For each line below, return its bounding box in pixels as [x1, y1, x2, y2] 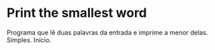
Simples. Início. [6, 35, 51, 44]
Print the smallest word [6, 5, 147, 21]
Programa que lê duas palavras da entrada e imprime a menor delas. [6, 28, 209, 37]
